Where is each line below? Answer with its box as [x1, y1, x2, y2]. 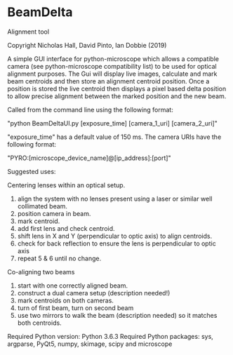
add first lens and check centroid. [17, 224, 115, 232]
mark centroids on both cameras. [17, 296, 114, 304]
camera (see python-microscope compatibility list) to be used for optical [7, 62, 218, 70]
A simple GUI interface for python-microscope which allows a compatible [7, 54, 220, 63]
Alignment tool [7, 27, 50, 36]
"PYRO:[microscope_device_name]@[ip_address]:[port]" [7, 154, 171, 162]
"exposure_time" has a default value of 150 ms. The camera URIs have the [7, 133, 222, 141]
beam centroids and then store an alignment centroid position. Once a [7, 76, 210, 85]
